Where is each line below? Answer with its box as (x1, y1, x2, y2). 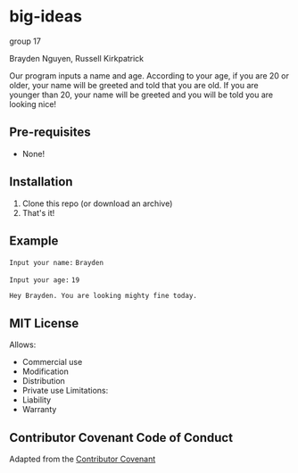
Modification (21, 366, 70, 377)
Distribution (21, 376, 65, 386)
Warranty (21, 404, 57, 415)
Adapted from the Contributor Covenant (9, 453, 156, 464)
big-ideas (9, 6, 83, 27)
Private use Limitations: (21, 386, 109, 396)
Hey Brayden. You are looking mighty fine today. (9, 292, 198, 301)
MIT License (9, 315, 79, 331)
